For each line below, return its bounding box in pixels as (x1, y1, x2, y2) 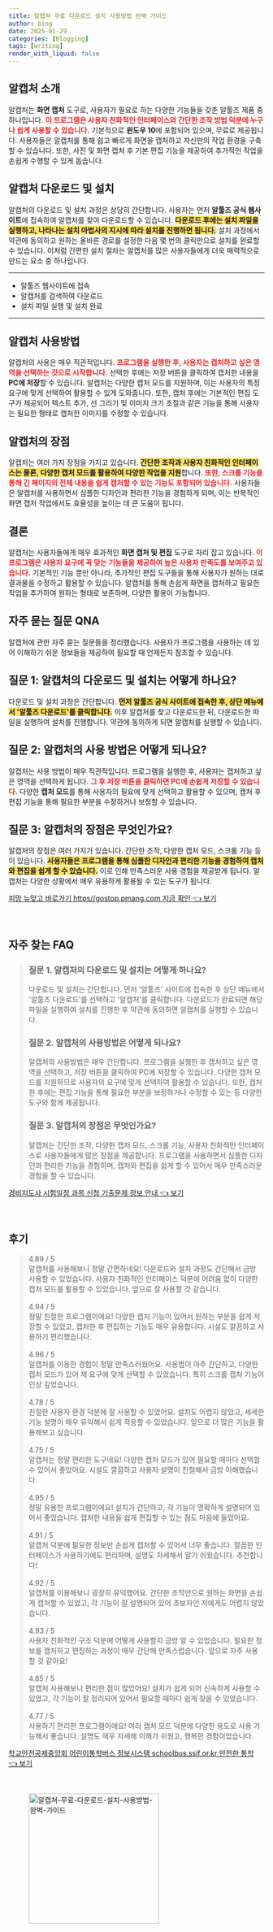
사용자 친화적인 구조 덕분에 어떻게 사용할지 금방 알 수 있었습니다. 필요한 (28, 1635, 254, 1646)
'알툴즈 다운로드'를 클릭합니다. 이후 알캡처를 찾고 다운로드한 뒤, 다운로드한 (16, 706, 251, 716)
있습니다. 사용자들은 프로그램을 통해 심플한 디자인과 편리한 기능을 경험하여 (16, 856, 249, 866)
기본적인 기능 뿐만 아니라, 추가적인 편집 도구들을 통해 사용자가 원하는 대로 (32, 568, 264, 578)
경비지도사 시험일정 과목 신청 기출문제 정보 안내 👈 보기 (8, 1187, 184, 1197)
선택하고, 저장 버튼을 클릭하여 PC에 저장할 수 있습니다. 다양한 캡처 (43, 1067, 253, 1077)
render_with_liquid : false (8, 50, 100, 58)
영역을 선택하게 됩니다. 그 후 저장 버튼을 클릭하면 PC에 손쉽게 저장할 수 (16, 776, 239, 786)
